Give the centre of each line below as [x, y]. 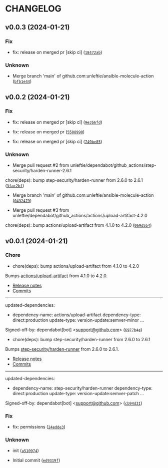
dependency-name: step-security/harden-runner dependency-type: [82, 388]
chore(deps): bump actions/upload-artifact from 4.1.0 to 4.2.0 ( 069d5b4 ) [78, 225]
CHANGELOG [33, 9]
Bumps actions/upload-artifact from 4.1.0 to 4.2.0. [56, 276]
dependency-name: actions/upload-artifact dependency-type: [76, 315]
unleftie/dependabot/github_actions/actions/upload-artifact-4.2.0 [80, 216]
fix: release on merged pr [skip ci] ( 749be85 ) [57, 141]
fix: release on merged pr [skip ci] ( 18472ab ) [57, 52]
